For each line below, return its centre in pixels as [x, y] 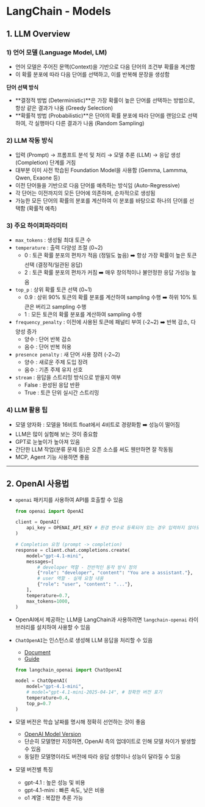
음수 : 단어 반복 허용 [48, 347]
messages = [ [40, 562]
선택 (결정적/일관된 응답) [53, 265]
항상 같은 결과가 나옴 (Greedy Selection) [64, 107]
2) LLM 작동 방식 [30, 140]
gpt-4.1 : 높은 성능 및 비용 [55, 782]
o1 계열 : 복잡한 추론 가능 [54, 797]
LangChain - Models [59, 11]
